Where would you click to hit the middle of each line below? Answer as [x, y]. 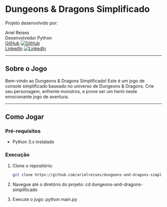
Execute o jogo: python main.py [45, 199]
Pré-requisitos [23, 131]
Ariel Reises [17, 32]
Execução [17, 155]
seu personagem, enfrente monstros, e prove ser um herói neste [71, 91]
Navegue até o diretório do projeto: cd [51, 184]
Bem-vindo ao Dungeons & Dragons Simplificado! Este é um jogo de [75, 81]
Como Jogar [25, 117]
